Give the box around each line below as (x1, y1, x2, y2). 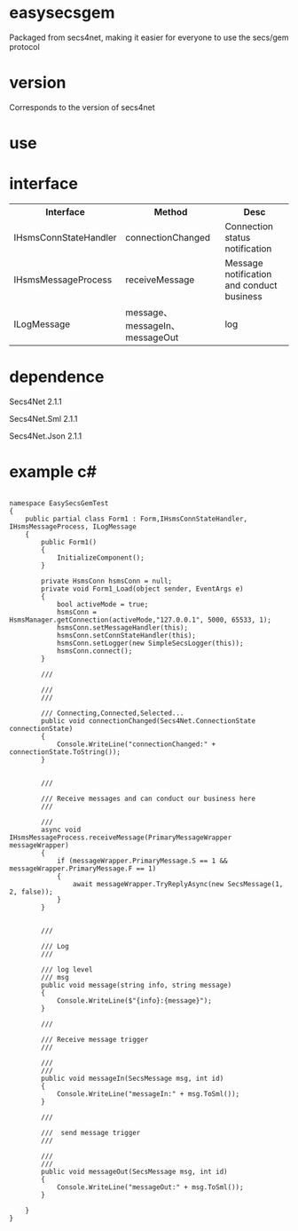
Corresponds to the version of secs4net (9, 101, 155, 113)
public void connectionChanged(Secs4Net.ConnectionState (41, 716, 255, 726)
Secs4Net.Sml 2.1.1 (9, 413, 78, 424)
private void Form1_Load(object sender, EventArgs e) (41, 584, 244, 593)
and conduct (224, 279, 278, 291)
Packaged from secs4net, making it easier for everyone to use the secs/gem (9, 32, 289, 43)
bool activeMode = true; (56, 600, 149, 608)
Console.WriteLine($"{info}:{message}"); (56, 996, 213, 1005)
